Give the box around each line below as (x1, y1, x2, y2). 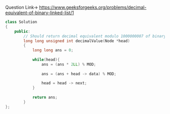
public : (14, 29, 30, 34)
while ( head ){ (32, 57, 60, 62)
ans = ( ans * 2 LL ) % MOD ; (41, 62, 96, 67)
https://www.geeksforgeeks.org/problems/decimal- (39, 5, 147, 10)
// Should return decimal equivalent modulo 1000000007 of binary (23, 33, 166, 39)
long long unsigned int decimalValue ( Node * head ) (23, 38, 130, 44)
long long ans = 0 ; (32, 48, 73, 53)
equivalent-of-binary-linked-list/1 (5, 10, 74, 16)
